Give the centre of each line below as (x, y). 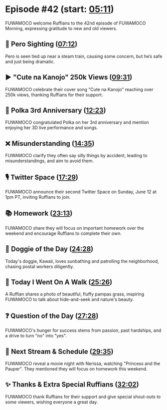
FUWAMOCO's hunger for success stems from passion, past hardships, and (83, 330)
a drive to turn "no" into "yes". (36, 336)
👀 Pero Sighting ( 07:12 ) (41, 44)
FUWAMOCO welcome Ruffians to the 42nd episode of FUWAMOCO (76, 23)
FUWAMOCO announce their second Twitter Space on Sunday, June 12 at (81, 192)
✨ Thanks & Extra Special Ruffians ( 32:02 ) (72, 385)
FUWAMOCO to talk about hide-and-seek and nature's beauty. (70, 299)
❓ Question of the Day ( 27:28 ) (52, 316)
